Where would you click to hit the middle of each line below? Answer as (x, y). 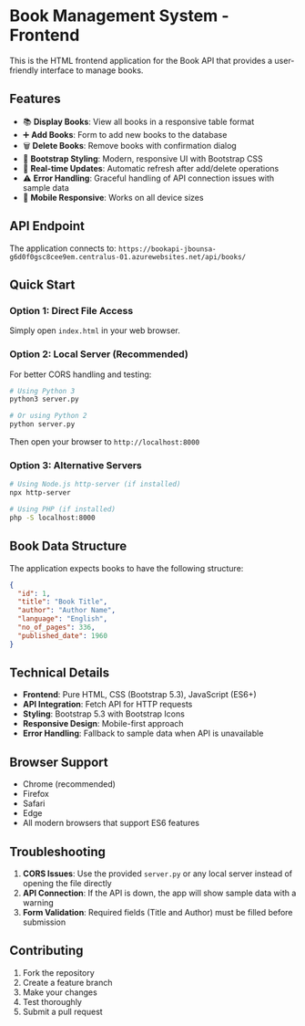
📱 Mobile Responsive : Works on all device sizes (113, 197)
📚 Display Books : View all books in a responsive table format (138, 121)
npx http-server (40, 493)
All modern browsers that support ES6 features (111, 823)
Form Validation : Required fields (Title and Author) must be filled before (158, 913)
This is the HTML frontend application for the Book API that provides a (141, 60)
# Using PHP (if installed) (63, 509)
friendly (24, 70)
